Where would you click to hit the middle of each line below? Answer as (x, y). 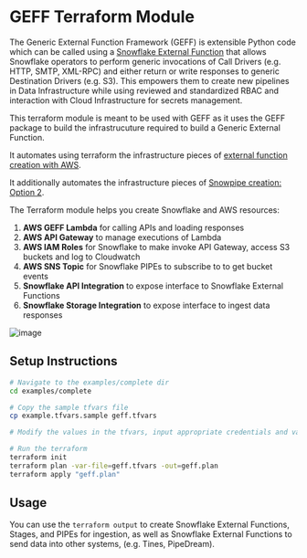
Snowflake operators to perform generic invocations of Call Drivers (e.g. (145, 61)
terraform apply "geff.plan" (65, 474)
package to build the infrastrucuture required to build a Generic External (145, 127)
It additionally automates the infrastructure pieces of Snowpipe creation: (145, 182)
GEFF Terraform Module (102, 17)
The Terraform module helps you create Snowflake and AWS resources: (145, 210)
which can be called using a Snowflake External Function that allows (138, 51)
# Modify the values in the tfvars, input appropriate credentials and (148, 432)
